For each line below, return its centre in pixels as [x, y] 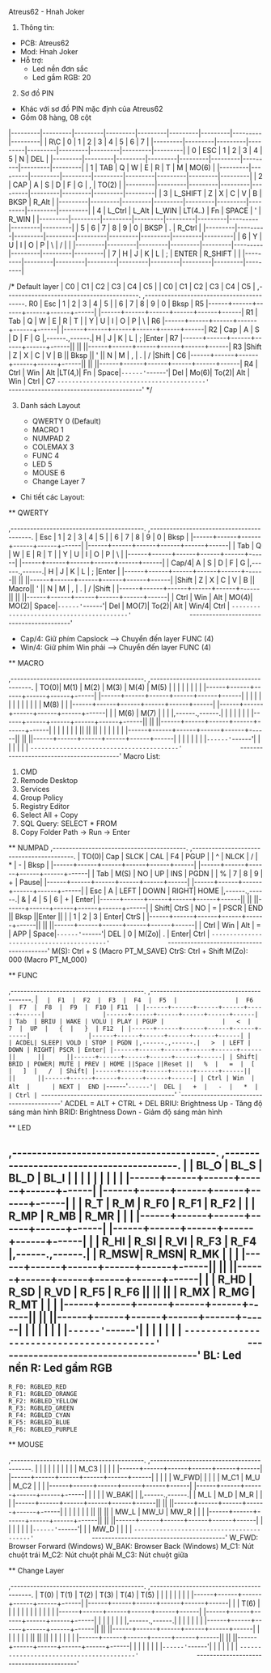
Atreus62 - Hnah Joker [47, 12]
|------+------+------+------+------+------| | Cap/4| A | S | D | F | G [132, 563]
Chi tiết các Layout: [52, 497]
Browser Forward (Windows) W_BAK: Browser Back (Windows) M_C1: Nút [131, 1546]
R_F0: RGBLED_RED [38, 1387]
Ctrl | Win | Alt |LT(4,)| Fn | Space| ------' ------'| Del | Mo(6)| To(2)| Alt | [129, 372]
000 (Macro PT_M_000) [48, 960]
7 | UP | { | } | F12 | [67, 1028]
